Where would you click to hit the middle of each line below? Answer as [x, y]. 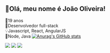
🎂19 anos [14, 20]
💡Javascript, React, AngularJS [36, 31]
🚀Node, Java [18, 36]
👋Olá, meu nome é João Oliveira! [55, 9]
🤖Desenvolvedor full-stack [32, 26]
